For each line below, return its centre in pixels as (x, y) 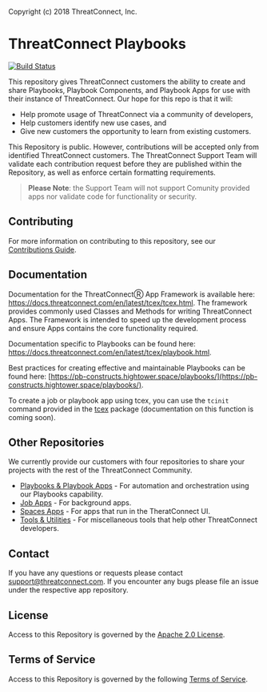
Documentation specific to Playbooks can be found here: (102, 343)
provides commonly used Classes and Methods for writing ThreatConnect (130, 311)
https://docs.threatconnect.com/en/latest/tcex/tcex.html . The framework (128, 302)
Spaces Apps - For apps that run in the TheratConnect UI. (115, 512)
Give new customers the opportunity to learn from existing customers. (135, 131)
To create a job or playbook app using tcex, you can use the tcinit (119, 400)
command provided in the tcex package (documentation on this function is (131, 409)
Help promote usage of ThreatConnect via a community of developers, (136, 114)
